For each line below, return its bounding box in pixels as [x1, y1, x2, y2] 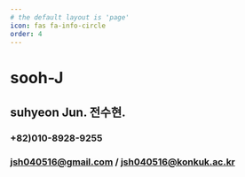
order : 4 [10, 29, 43, 38]
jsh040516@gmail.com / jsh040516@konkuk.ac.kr [10, 156, 236, 168]
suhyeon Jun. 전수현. [10, 104, 126, 119]
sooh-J [10, 67, 64, 88]
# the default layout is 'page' [10, 12, 130, 22]
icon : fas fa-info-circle [10, 21, 106, 30]
